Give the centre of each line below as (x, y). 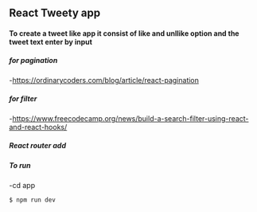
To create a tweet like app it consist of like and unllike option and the (124, 33)
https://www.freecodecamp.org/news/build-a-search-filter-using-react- (130, 118)
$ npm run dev (33, 200)
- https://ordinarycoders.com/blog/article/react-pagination (104, 80)
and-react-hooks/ (38, 127)
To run (20, 165)
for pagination (33, 60)
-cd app (22, 186)
